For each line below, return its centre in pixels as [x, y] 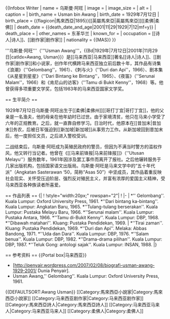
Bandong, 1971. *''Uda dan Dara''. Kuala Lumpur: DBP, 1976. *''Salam [77, 234]
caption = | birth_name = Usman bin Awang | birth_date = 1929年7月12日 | [82, 14]
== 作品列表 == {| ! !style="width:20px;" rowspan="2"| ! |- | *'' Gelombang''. [85, 196]
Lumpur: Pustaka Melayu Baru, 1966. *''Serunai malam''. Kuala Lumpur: [80, 212]
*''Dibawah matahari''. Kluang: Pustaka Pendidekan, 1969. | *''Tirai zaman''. [84, 223]
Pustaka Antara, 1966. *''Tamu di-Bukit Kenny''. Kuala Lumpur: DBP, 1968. [82, 217]
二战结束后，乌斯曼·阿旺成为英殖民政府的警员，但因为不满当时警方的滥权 [82, 147]
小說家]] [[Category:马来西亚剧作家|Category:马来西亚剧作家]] [79, 298]
